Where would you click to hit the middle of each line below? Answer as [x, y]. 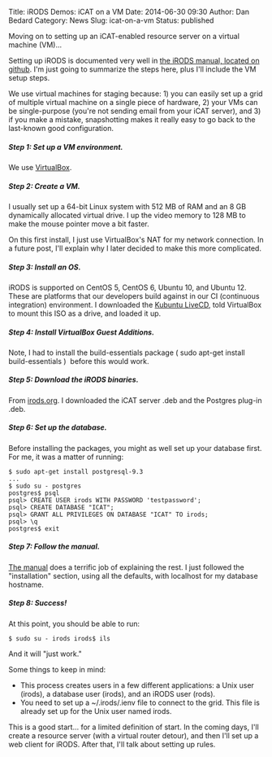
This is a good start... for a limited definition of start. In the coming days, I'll [134, 727]
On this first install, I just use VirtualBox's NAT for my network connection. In [136, 239]
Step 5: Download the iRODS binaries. [74, 380]
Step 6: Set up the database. [58, 427]
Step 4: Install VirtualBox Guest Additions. [82, 332]
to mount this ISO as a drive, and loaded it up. [85, 313]
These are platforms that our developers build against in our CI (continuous [134, 295]
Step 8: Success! [38, 603]
